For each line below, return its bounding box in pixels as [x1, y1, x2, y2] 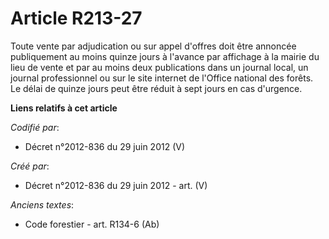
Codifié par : [10, 121, 60, 133]
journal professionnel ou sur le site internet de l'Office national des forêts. [10, 72, 314, 84]
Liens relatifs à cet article [10, 102, 118, 114]
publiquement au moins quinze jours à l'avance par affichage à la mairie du [10, 50, 320, 62]
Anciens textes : [10, 198, 75, 211]
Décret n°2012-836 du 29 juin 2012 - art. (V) [24, 179, 208, 191]
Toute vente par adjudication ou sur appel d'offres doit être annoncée [10, 40, 297, 52]
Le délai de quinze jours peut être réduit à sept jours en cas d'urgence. [10, 82, 303, 94]
